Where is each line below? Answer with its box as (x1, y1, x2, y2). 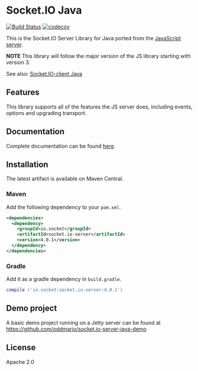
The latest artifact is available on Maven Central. (6, 175, 124, 183)
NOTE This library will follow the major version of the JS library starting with (6, 52, 191, 59)
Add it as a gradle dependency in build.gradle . (6, 276, 122, 283)
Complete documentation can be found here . (6, 142, 116, 149)
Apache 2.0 (6, 358, 34, 365)
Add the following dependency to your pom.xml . (6, 203, 121, 210)
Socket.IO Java (6, 4, 82, 17)
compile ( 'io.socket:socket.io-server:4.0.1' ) (6, 287, 123, 293)
